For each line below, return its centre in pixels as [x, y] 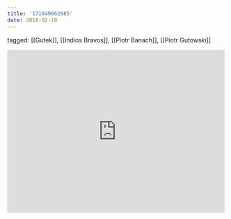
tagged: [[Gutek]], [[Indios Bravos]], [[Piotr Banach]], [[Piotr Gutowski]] [109, 40]
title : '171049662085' [40, 14]
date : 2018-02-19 [32, 20]
